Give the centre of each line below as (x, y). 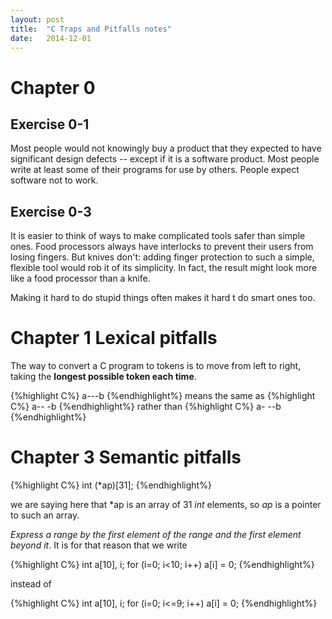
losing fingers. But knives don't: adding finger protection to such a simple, (162, 257)
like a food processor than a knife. (80, 278)
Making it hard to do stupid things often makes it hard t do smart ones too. (163, 298)
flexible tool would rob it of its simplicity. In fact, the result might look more (164, 268)
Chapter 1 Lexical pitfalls (114, 338)
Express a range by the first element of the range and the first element (156, 535)
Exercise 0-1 (50, 124)
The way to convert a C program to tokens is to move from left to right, (156, 366)
